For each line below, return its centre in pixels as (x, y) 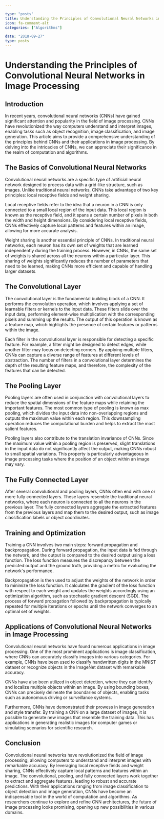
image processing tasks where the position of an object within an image (77, 459)
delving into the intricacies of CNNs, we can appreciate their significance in (81, 147)
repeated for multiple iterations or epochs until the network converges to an (81, 606)
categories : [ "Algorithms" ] (34, 27)
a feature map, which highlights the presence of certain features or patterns (81, 324)
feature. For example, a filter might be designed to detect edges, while (76, 344)
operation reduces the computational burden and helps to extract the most (80, 424)
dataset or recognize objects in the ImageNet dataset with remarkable (75, 667)
